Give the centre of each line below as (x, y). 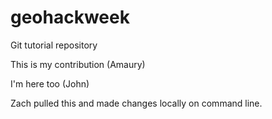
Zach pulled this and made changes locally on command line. (136, 103)
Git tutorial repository (54, 45)
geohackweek (70, 17)
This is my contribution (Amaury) (78, 64)
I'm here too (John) (50, 83)
